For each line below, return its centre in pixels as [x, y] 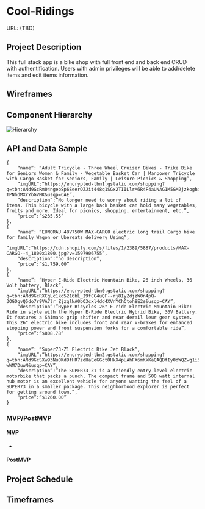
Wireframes [30, 94]
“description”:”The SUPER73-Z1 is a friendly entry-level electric [105, 371]
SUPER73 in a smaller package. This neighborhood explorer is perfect [98, 386]
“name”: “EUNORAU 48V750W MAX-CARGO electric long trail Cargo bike [106, 232]
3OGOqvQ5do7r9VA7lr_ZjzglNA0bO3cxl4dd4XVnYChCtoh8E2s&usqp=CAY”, [91, 301]
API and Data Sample [47, 148]
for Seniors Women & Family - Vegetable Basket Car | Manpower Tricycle [101, 173]
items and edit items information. [48, 75]
